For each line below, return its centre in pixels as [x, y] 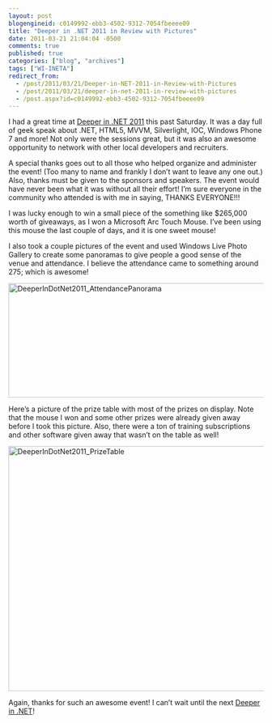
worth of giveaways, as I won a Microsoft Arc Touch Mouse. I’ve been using [135, 222]
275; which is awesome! [49, 272]
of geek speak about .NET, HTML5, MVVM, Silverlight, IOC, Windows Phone [135, 130]
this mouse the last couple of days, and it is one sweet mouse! [112, 231]
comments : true [34, 46]
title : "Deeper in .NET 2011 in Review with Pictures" [103, 31]
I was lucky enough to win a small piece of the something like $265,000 [128, 213]
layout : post [30, 16]
